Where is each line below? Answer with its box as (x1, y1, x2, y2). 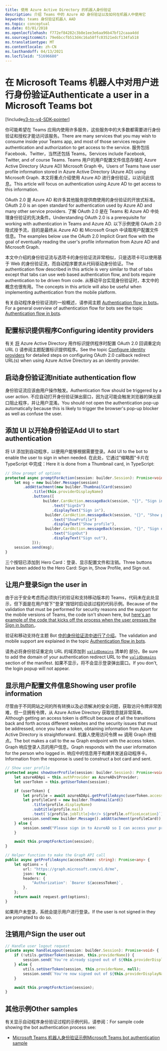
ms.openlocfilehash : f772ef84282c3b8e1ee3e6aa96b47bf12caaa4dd (5, 30, 139, 35)
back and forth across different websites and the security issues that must (5, 721, 158, 727)
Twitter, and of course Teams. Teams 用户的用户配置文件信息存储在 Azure (5, 157, 157, 163)
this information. (5, 186, 39, 192)
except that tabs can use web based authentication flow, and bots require (5, 272, 156, 278)
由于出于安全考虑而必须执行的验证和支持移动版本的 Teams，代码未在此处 (5, 595, 155, 601)
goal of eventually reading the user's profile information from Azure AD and (5, 239, 160, 245)
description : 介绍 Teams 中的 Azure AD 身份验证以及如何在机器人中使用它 (5, 12, 146, 17)
